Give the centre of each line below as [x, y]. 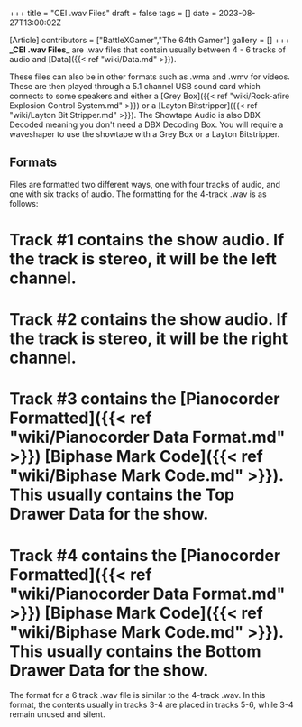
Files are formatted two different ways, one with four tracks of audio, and [145, 184]
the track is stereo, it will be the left [143, 259]
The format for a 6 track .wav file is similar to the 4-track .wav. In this [137, 695]
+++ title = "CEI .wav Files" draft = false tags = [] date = [113, 13]
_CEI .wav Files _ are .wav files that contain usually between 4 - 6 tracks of [148, 50]
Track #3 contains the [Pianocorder [145, 399]
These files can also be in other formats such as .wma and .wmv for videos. [150, 77]
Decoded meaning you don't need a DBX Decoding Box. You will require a [146, 124]
